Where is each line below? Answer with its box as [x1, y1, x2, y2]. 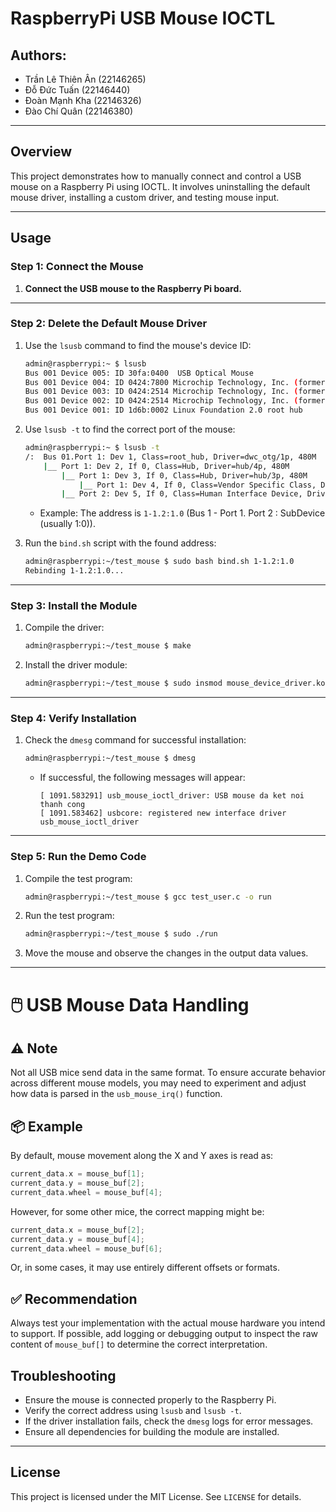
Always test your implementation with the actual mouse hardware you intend [10, 1317, 326, 1329]
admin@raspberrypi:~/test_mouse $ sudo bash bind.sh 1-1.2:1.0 [24, 557, 295, 567]
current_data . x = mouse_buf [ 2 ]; [10, 1225, 145, 1235]
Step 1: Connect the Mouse [10, 260, 144, 274]
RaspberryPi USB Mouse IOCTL [10, 7, 276, 30]
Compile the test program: [24, 872, 133, 884]
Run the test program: [24, 910, 115, 922]
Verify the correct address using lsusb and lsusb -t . [24, 1405, 242, 1416]
